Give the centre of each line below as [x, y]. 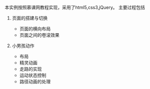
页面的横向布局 [35, 29]
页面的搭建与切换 [30, 18]
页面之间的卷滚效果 [40, 35]
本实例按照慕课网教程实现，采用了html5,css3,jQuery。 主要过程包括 [75, 7]
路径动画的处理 [35, 81]
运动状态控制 [33, 75]
